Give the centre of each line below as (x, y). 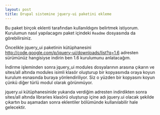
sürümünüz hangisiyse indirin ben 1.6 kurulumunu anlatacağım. (68, 57)
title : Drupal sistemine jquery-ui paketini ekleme (58, 14)
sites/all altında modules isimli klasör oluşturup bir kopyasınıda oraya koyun (80, 72)
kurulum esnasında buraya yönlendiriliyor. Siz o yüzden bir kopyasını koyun (80, 77)
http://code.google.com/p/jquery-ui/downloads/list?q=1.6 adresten (72, 52)
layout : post (18, 9)
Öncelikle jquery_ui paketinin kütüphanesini (48, 47)
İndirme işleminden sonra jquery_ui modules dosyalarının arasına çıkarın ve (80, 67)
